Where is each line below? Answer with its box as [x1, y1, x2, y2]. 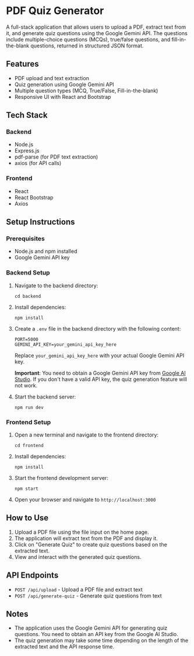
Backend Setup [6, 269, 51, 277]
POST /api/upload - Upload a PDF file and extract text [14, 586, 143, 593]
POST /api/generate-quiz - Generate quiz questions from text [14, 592, 162, 599]
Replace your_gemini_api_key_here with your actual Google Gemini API [14, 352, 185, 359]
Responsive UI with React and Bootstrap [14, 93, 111, 100]
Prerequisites [6, 235, 45, 243]
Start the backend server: [14, 393, 76, 400]
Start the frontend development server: [14, 475, 109, 482]
